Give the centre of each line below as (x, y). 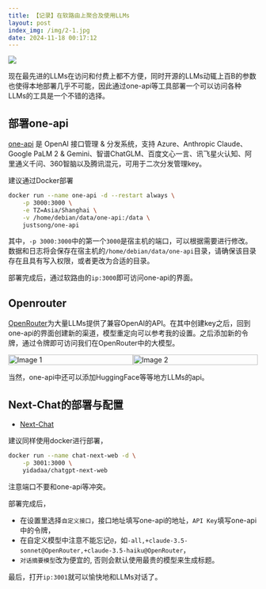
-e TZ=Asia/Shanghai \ (60, 210)
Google (20, 154)
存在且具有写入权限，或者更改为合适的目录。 (81, 261)
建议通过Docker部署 (41, 181)
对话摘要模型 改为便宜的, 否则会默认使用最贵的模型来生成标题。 (119, 560)
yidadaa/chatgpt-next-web (65, 470)
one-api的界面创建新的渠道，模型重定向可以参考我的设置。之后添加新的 (125, 333)
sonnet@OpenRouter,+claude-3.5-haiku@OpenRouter (101, 551)
